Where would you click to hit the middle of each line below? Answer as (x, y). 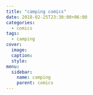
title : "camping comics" (36, 12)
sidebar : (22, 72)
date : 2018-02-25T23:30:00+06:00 (47, 17)
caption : (22, 55)
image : (19, 50)
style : (19, 61)
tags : (13, 34)
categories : (20, 22)
